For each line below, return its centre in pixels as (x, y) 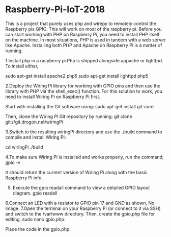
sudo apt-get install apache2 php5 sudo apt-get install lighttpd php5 (77, 76)
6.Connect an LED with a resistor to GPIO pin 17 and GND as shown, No (80, 203)
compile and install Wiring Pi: (36, 137)
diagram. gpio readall (35, 193)
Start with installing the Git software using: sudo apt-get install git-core (80, 106)
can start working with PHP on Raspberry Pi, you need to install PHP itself (82, 34)
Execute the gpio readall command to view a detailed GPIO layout (81, 187)
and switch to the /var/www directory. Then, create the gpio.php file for (80, 214)
